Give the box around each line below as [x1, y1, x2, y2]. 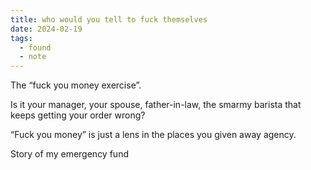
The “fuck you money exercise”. [10, 79, 142, 91]
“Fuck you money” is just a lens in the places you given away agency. [10, 129, 297, 141]
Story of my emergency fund [10, 148, 129, 160]
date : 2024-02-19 [10, 24, 83, 34]
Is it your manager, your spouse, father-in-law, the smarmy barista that [10, 99, 302, 111]
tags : [10, 33, 33, 43]
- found [19, 42, 52, 53]
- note [19, 52, 47, 62]
